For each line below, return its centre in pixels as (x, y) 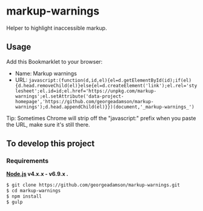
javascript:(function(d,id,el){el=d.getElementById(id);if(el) (110, 80)
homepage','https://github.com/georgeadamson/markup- (84, 101)
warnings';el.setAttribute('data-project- (69, 96)
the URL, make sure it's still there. (48, 124)
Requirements (28, 161)
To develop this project (51, 144)
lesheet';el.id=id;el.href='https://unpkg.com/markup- (86, 91)
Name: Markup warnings (46, 73)
